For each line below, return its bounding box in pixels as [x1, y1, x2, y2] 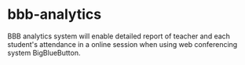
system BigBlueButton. [7, 48, 81, 57]
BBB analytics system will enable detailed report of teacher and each [7, 31, 231, 41]
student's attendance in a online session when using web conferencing [7, 39, 238, 49]
